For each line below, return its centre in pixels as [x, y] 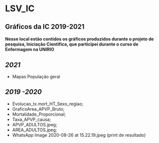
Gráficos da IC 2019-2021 [45, 27]
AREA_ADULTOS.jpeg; [35, 130]
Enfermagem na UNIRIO [30, 49]
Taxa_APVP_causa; [31, 119]
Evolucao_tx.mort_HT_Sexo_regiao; [48, 104]
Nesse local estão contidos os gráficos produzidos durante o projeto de [79, 39]
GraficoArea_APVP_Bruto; [38, 109]
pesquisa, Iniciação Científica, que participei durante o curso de [72, 44]
